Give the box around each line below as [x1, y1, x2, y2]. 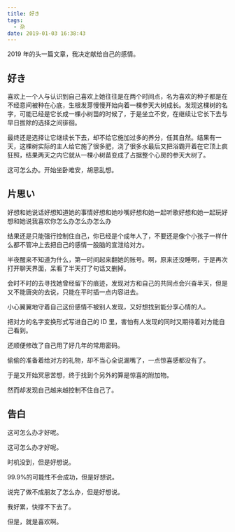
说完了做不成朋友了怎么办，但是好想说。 [7, 487, 124, 496]
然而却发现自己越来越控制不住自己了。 [7, 386, 117, 394]
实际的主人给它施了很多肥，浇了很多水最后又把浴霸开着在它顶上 [37, 142, 222, 150]
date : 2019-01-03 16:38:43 [7, 29, 86, 37]
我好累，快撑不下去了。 [7, 502, 75, 511]
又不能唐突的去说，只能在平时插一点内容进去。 [7, 288, 142, 296]
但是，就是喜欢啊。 [7, 517, 63, 526]
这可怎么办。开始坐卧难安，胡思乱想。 [7, 166, 117, 174]
